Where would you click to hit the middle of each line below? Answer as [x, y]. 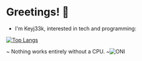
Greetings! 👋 [38, 12]
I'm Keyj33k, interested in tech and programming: [75, 28]
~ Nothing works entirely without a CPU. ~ [58, 51]
